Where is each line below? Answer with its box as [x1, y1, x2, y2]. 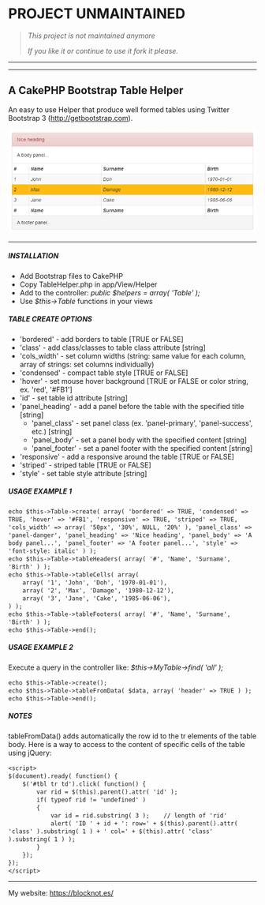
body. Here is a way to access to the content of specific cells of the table [8, 739, 246, 749]
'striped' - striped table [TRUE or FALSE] [19, 460, 151, 470]
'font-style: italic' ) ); [8, 546, 97, 555]
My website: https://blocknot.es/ [8, 888, 114, 897]
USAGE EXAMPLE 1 [8, 486, 73, 496]
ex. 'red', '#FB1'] [19, 385, 73, 394]
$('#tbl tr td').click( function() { [22, 779, 147, 788]
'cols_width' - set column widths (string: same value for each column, [19, 351, 246, 360]
